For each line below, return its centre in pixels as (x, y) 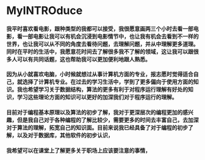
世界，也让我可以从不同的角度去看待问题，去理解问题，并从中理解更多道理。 (103, 44)
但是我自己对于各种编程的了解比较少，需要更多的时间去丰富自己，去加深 (108, 120)
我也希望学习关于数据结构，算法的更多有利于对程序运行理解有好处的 (102, 90)
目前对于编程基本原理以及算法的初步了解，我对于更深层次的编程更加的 (95, 112)
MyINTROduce (45, 11)
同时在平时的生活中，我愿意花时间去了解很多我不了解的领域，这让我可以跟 (100, 51)
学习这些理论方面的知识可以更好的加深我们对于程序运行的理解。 (97, 97)
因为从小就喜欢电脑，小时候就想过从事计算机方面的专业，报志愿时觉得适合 (100, 75)
